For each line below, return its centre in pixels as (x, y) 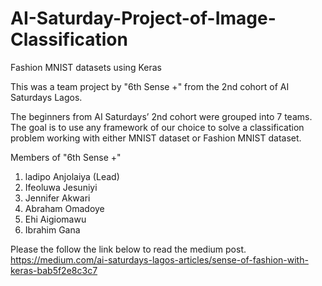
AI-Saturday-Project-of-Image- (143, 18)
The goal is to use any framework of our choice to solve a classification (157, 127)
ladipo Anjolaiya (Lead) (72, 176)
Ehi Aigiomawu (55, 219)
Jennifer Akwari (57, 198)
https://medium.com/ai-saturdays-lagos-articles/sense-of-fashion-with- (159, 259)
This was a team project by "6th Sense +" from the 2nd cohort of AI (150, 86)
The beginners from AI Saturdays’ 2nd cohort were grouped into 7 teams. (161, 116)
